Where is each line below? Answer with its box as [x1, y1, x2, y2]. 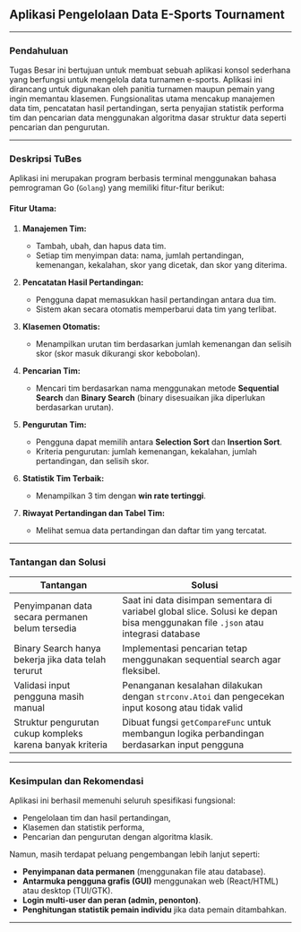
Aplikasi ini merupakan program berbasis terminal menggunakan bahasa [9, 173, 277, 184]
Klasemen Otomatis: [21, 321, 100, 332]
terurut [13, 664, 43, 677]
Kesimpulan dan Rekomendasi [9, 774, 144, 787]
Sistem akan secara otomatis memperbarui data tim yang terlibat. [35, 304, 277, 315]
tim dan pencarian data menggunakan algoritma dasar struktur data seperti [9, 112, 287, 124]
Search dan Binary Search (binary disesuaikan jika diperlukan [35, 392, 266, 402]
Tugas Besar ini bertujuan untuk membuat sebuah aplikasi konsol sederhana [9, 65, 291, 75]
